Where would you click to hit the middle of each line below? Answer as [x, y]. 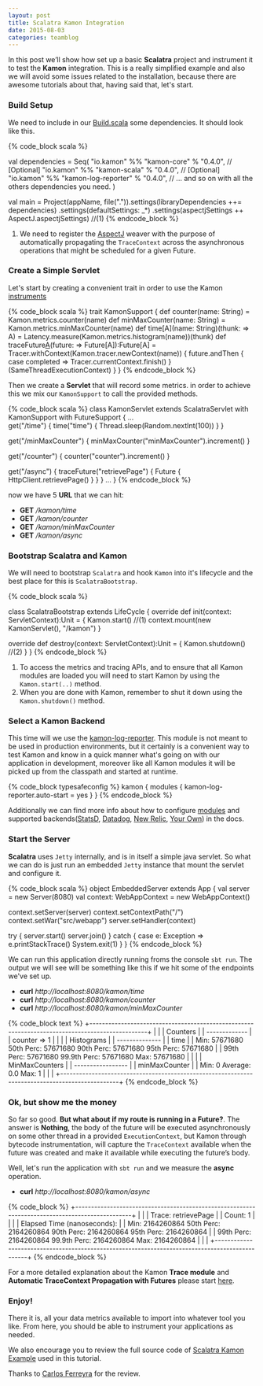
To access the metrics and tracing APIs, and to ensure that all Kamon [131, 667]
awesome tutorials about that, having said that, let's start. [101, 85]
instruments [27, 296]
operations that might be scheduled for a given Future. [108, 250]
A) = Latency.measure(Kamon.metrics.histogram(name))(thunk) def [117, 336]
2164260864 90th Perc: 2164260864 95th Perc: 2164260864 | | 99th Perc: [130, 1232]
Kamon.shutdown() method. [62, 700]
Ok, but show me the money [63, 1102]
